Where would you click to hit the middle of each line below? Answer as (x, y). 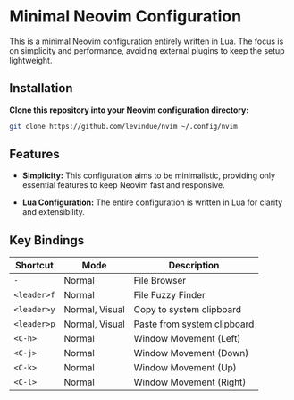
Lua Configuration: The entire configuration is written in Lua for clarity (152, 202)
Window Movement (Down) (191, 353)
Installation (41, 88)
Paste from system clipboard (194, 324)
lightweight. (31, 60)
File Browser (160, 281)
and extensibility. (53, 212)
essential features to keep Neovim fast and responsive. (123, 185)
